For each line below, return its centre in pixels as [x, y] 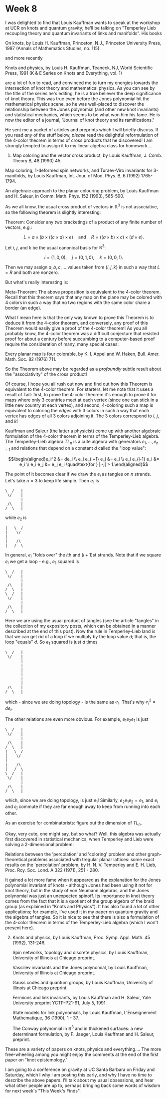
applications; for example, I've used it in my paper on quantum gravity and [82, 912]
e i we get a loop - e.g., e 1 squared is [42, 562]
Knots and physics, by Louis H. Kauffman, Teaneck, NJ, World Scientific [79, 68]
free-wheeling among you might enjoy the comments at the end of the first [82, 1054]
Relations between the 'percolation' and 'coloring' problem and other [76, 854]
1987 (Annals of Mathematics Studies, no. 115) [52, 48]
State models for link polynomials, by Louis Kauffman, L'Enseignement [84, 1013]
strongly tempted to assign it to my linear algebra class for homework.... [79, 145]
